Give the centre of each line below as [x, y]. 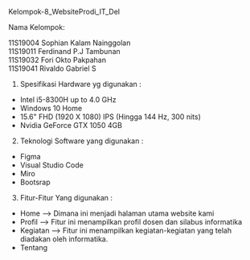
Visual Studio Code [52, 165]
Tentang [34, 248]
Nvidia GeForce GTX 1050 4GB [71, 125]
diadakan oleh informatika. [64, 239]
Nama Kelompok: [37, 27]
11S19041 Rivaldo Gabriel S [52, 68]
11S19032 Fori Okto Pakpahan [57, 60]
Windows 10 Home [51, 108]
